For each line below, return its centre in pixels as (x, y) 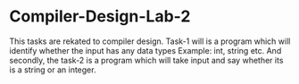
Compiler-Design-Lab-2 (100, 17)
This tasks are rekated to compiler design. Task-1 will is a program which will (150, 41)
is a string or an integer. (53, 70)
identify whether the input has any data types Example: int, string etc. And (145, 50)
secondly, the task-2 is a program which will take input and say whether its (146, 60)
